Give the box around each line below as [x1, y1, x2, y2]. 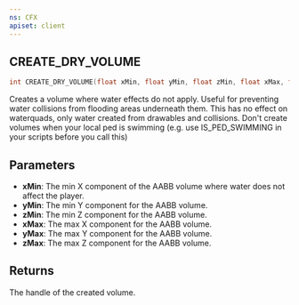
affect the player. [21, 190, 85, 201]
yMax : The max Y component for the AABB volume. [21, 229, 213, 238]
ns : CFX [9, 12, 38, 22]
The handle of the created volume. [9, 286, 136, 298]
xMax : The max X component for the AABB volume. [21, 219, 212, 229]
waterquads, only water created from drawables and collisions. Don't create [9, 113, 287, 124]
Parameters [9, 157, 76, 173]
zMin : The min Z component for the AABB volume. [21, 210, 207, 220]
